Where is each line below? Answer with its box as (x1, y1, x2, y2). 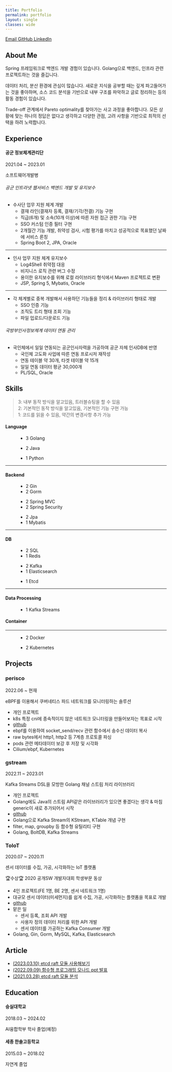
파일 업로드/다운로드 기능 (20, 314, 71, 321)
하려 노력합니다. (14, 119, 47, 126)
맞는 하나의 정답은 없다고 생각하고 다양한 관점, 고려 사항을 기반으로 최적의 (14, 113, 161, 119)
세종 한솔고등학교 (5, 1039, 40, 1045)
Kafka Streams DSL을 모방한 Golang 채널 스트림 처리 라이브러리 (5, 781, 135, 787)
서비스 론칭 (26, 234, 48, 240)
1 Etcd (25, 578, 38, 585)
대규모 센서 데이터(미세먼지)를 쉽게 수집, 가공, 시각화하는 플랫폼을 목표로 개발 (12, 894, 166, 901)
